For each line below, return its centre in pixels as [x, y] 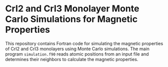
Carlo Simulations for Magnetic [71, 19]
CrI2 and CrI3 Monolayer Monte [72, 9]
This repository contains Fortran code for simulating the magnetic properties [84, 43]
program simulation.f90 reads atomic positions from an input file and [77, 54]
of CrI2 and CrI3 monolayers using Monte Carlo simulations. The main [77, 49]
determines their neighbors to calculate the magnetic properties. [72, 59]
